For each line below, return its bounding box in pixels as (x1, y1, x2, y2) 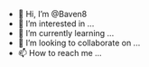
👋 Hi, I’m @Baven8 (17, 9, 88, 19)
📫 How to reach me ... (17, 48, 102, 58)
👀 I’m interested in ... (17, 18, 95, 29)
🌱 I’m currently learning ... (17, 28, 115, 38)
